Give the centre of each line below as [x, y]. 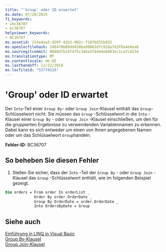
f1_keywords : [19, 19]
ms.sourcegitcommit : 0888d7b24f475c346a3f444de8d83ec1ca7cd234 [72, 51]
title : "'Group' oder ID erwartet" [42, 10]
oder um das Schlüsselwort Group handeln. [48, 135]
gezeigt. [21, 183]
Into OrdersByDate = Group [62, 206]
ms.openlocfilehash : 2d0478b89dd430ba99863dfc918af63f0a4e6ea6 [72, 47]
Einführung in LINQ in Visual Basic [40, 234]
